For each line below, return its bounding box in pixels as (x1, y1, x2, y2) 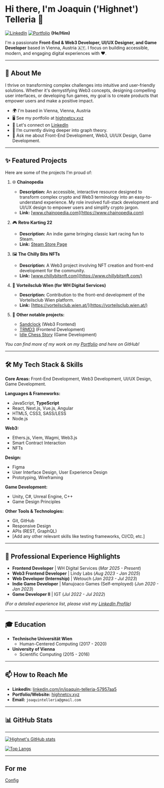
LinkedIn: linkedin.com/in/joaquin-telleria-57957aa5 (12, 686, 117, 692)
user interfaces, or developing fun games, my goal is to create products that (5, 92, 158, 99)
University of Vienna (12, 646, 55, 652)
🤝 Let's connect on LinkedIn (12, 122, 69, 128)
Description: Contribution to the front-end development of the (19, 292, 145, 298)
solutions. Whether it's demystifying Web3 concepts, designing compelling (5, 87, 156, 93)
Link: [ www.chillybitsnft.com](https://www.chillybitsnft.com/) (19, 273, 143, 279)
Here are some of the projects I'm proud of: (5, 169, 93, 175)
